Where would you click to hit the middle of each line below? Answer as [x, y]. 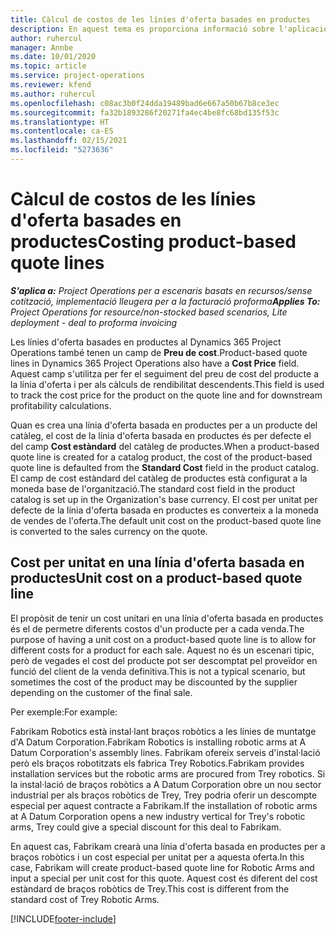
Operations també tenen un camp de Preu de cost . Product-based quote [159, 352]
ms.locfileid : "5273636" [62, 150]
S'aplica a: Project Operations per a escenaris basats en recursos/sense [161, 290]
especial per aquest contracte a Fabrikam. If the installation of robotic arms [164, 805]
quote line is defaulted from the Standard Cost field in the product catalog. [164, 467]
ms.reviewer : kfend [51, 85]
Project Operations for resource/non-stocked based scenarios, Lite [149, 312]
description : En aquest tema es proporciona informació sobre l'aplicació [169, 29]
